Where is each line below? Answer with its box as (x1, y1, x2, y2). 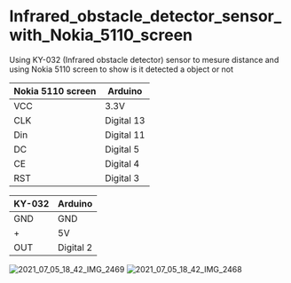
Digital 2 (57, 241, 93, 254)
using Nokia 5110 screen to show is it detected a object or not (9, 64, 233, 75)
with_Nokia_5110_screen (9, 25, 193, 45)
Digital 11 (105, 129, 145, 141)
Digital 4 (105, 157, 140, 169)
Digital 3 (105, 171, 140, 184)
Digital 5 (105, 143, 140, 155)
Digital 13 (105, 114, 145, 126)
